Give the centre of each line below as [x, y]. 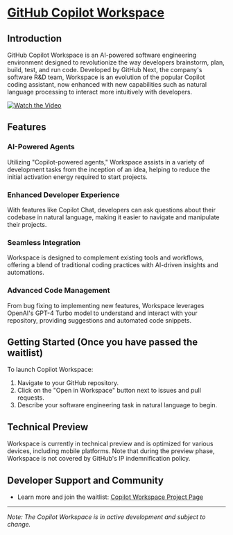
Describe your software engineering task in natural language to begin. [117, 405]
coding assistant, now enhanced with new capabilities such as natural [107, 84]
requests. [31, 398]
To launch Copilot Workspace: [50, 370]
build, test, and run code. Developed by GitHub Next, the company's [105, 70]
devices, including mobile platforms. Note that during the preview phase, [111, 451]
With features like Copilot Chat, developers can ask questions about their [112, 210]
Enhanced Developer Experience [63, 194]
